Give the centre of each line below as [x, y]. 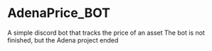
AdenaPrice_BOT [59, 13]
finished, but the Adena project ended [63, 40]
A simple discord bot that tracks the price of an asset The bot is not [106, 33]
